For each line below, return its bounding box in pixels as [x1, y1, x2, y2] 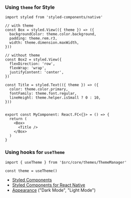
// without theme [5, 53, 40, 58]
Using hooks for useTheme [5, 149, 65, 156]
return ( [9, 117, 27, 122]
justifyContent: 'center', [9, 70, 64, 75]
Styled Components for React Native [12, 182, 85, 188]
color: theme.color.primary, [9, 87, 68, 92]
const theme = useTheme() [5, 168, 57, 173]
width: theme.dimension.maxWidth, [9, 40, 79, 45]
